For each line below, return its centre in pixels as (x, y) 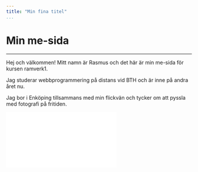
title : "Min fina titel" (37, 11)
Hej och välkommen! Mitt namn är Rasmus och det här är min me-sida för (95, 62)
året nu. (16, 86)
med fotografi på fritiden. (37, 104)
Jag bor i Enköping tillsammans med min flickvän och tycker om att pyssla (96, 97)
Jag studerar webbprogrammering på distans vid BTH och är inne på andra (97, 80)
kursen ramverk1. (27, 69)
